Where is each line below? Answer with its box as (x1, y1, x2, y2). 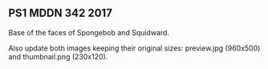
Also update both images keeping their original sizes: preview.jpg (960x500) (8, 43, 261, 53)
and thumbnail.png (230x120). (8, 51, 108, 61)
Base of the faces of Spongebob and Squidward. (8, 27, 170, 37)
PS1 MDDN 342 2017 (8, 6, 112, 20)
